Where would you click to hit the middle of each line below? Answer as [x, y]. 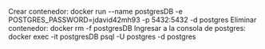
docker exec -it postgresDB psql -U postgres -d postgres [102, 36]
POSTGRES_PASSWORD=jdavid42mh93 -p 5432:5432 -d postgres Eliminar [132, 20]
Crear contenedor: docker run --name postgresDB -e [96, 11]
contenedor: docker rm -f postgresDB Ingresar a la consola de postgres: [127, 28]
